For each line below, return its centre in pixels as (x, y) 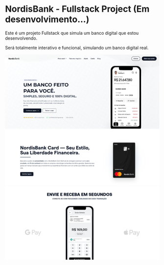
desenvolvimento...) (47, 19)
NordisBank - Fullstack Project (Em (77, 9)
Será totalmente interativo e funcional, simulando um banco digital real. (77, 48)
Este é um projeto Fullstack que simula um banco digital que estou (72, 33)
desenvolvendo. (21, 38)
